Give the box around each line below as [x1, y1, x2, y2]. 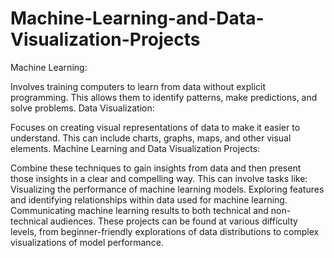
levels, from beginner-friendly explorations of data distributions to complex [10, 225, 320, 237]
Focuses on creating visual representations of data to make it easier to [10, 121, 301, 133]
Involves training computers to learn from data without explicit [10, 80, 267, 92]
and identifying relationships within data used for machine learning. [10, 193, 288, 206]
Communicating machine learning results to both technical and [10, 204, 269, 216]
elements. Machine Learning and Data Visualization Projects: [10, 142, 261, 154]
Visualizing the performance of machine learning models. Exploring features [10, 183, 325, 195]
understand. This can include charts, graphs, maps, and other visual [10, 132, 292, 144]
